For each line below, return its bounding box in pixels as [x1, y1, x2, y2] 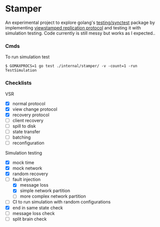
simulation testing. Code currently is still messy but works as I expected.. [5, 30, 155, 36]
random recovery [12, 171, 48, 177]
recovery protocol [12, 112, 49, 118]
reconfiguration [12, 140, 44, 146]
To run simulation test [5, 54, 50, 60]
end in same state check [12, 205, 63, 211]
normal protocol [12, 100, 46, 106]
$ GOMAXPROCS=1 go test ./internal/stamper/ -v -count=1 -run [5, 63, 137, 69]
